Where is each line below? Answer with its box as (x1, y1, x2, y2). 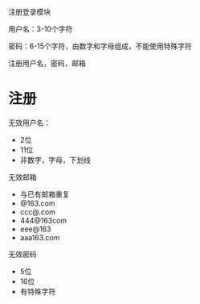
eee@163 (19, 224, 51, 234)
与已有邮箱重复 (19, 189, 70, 199)
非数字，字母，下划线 (19, 155, 91, 164)
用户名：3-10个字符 (8, 24, 73, 34)
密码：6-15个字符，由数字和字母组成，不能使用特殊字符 (8, 41, 193, 51)
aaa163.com (19, 232, 60, 242)
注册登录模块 (8, 7, 51, 16)
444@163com (19, 215, 67, 225)
